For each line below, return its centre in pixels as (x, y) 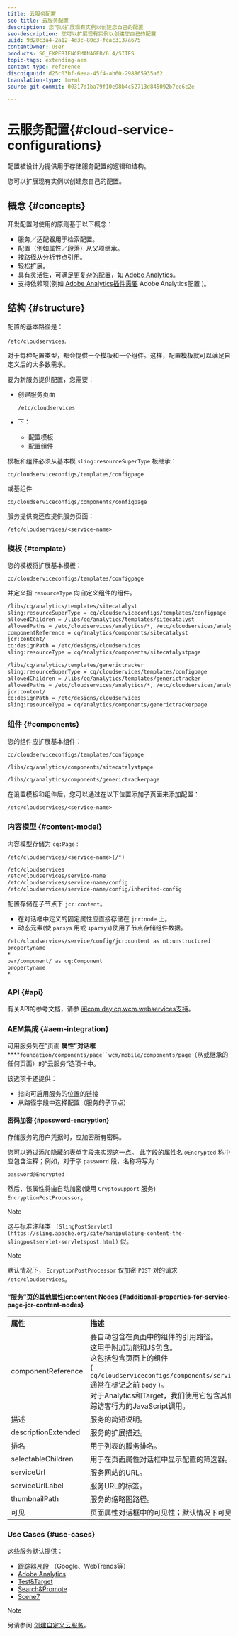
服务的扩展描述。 (118, 1433)
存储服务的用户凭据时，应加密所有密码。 (66, 1137)
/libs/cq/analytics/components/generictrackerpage (84, 780)
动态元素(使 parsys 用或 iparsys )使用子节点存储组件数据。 (102, 928)
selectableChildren (42, 1459)
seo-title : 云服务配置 (38, 21)
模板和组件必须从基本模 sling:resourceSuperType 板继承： (92, 461)
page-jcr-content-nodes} (46, 1305)
